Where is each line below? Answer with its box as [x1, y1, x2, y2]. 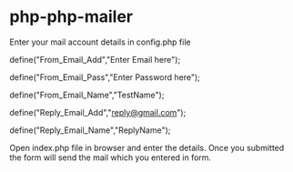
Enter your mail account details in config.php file [9, 36, 191, 47]
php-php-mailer [9, 6, 134, 27]
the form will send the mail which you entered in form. [9, 152, 212, 163]
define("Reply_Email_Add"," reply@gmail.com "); [9, 106, 187, 117]
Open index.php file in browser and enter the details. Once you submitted [9, 142, 285, 153]
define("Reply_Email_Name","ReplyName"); [9, 125, 171, 136]
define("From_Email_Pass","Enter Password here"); [9, 71, 200, 83]
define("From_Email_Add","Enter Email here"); [9, 54, 181, 65]
